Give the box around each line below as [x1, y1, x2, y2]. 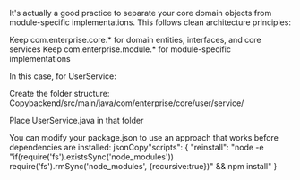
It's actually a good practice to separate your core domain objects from [9, 8, 272, 18]
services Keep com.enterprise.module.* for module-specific [9, 44, 231, 55]
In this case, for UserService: [9, 71, 116, 81]
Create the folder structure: [9, 89, 110, 99]
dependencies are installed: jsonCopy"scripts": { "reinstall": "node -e [9, 142, 264, 152]
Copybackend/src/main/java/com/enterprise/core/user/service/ [9, 98, 244, 108]
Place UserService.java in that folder [9, 116, 144, 125]
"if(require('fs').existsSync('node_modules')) [9, 151, 175, 162]
